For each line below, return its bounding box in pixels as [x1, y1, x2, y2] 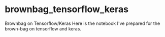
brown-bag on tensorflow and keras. [5, 25, 82, 31]
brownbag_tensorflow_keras [5, 4, 129, 15]
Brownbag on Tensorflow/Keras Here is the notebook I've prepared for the [5, 20, 160, 26]
